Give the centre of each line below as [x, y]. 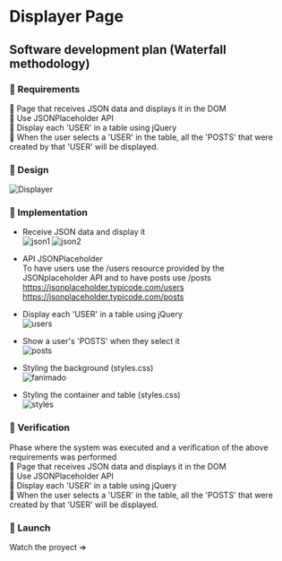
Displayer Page [66, 17]
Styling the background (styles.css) [88, 368]
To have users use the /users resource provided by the [124, 268]
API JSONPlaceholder [62, 259]
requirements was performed [63, 457]
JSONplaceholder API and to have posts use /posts [117, 278]
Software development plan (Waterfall [118, 50]
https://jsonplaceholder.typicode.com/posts [103, 297]
